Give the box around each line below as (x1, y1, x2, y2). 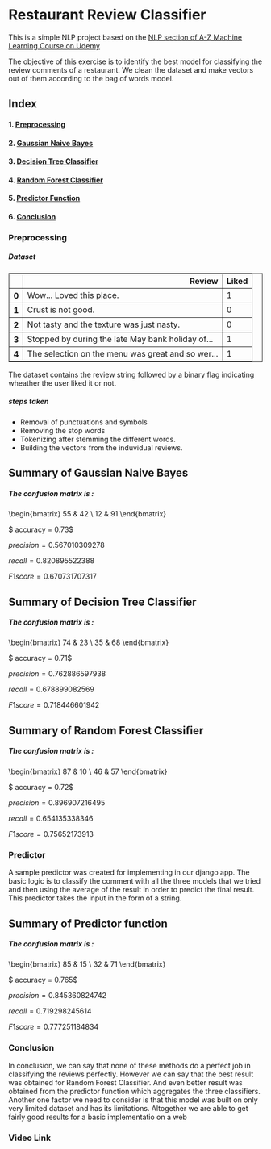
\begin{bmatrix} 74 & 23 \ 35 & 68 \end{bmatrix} (8, 637, 169, 647)
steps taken (8, 397, 49, 407)
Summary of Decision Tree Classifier (8, 595, 197, 608)
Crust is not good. (27, 304, 95, 315)
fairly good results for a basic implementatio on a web (8, 1112, 188, 1122)
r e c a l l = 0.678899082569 (8, 684, 95, 695)
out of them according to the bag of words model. (8, 73, 174, 83)
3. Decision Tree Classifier (8, 157, 99, 166)
